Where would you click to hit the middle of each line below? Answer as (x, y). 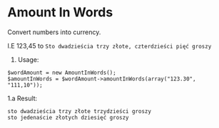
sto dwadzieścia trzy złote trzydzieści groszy (80, 111)
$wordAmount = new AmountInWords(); (62, 73)
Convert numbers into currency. (54, 32)
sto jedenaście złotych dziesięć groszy (68, 117)
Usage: (28, 59)
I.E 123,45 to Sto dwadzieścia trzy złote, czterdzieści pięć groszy (109, 46)
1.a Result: (22, 98)
